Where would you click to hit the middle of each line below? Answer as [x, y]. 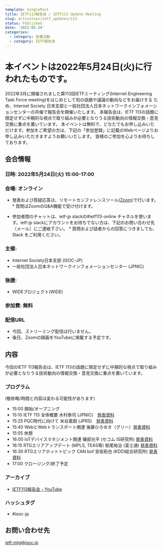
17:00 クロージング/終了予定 [40, 464]
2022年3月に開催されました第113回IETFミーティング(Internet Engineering [79, 94]
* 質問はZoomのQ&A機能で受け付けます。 [54, 206]
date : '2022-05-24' [25, 28]
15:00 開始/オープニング [36, 409]
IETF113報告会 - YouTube [37, 489]
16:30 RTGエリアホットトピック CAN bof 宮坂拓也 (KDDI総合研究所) [80, 452]
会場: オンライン [24, 188]
